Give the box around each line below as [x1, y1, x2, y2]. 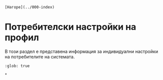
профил [5, 32, 39, 43]
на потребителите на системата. [5, 53, 75, 59]
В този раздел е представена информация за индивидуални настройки [5, 48, 158, 54]
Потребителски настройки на [5, 21, 137, 32]
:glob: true [5, 63, 30, 68]
